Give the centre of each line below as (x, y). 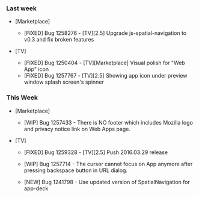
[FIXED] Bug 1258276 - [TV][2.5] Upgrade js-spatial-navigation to (105, 33)
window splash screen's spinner (64, 82)
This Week (22, 97)
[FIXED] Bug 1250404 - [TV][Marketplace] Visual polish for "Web (104, 63)
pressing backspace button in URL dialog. (76, 170)
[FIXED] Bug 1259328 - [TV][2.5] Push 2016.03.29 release (96, 152)
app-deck (36, 188)
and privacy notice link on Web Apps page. (77, 129)
